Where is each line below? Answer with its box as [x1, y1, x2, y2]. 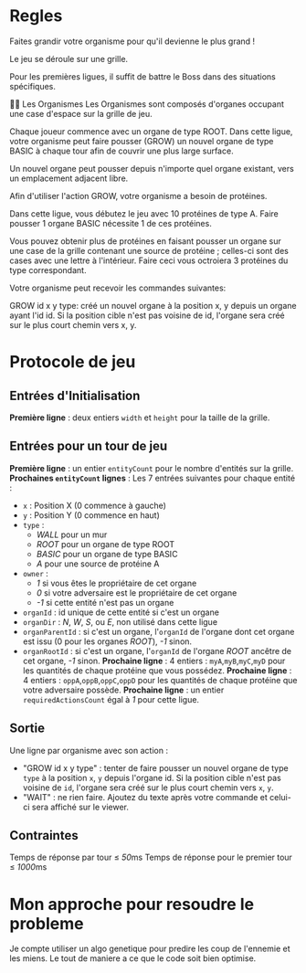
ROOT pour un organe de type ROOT [36, 538, 175, 549]
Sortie [9, 721, 46, 736]
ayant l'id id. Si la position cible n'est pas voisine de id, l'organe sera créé [9, 310, 285, 321]
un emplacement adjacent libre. [9, 173, 129, 184]
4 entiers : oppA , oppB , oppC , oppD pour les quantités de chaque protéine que [22, 674, 298, 685]
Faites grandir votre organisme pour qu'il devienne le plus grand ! [9, 36, 256, 47]
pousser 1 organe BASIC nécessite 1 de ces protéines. [9, 217, 212, 228]
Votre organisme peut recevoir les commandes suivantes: [9, 282, 227, 293]
